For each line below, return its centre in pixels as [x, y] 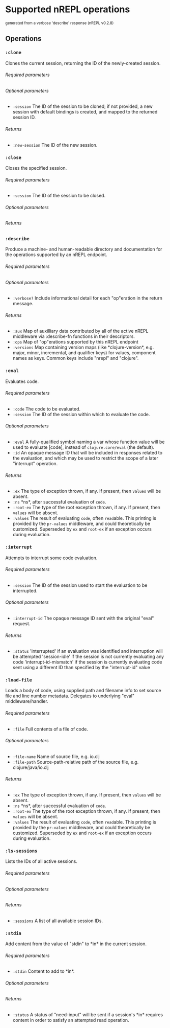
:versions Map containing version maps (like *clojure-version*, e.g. [83, 347]
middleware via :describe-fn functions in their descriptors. [74, 336]
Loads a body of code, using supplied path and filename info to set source [83, 691]
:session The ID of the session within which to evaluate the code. [81, 414]
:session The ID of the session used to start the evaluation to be [80, 585]
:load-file [19, 680]
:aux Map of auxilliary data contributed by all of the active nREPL [80, 331]
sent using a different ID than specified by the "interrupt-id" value [81, 668]
